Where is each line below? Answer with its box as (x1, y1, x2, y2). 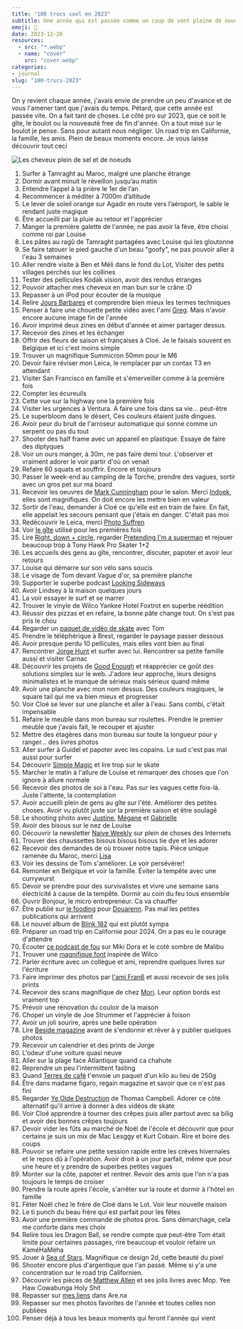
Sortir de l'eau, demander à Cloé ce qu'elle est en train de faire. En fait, (21, 503, 230, 511)
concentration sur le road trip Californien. (21, 1268, 144, 1277)
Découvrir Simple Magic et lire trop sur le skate (21, 760, 160, 769)
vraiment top (21, 996, 60, 1004)
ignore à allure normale (21, 775, 90, 785)
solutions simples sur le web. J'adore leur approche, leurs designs (21, 670, 217, 678)
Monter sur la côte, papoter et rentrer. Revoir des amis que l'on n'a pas (21, 1170, 229, 1178)
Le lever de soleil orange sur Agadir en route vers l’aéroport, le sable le (21, 200, 229, 208)
